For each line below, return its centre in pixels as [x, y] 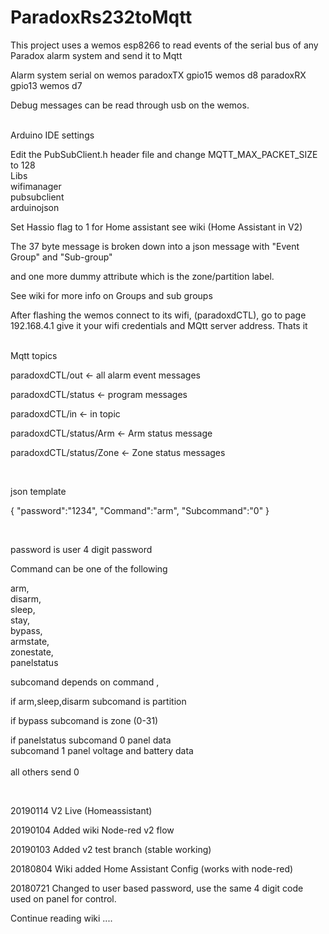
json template [38, 491]
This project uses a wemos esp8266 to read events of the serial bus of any [164, 45]
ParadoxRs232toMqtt [101, 17]
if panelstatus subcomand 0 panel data [91, 740]
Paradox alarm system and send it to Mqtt [96, 55]
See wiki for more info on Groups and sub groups [111, 295]
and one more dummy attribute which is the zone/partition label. [142, 276]
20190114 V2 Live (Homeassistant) [81, 810]
